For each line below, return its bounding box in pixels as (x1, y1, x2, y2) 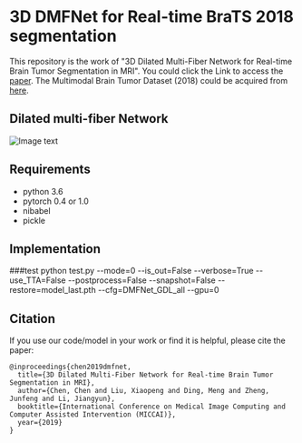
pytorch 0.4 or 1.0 (22, 196, 89, 206)
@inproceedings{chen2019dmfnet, (9, 362, 132, 372)
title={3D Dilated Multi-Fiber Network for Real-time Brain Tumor (17, 370, 274, 379)
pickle (22, 215, 45, 226)
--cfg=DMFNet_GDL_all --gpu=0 (98, 285, 219, 296)
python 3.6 (22, 186, 63, 196)
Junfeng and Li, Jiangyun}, (9, 394, 116, 404)
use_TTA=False (9, 275, 66, 286)
